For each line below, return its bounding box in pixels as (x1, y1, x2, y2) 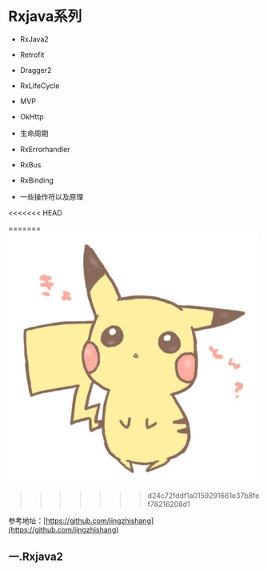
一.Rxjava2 (8, 550, 64, 564)
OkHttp (19, 111, 44, 121)
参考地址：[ (8, 516, 46, 525)
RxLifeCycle (19, 81, 60, 90)
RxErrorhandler (19, 144, 70, 154)
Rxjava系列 (8, 7, 82, 26)
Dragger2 (19, 65, 52, 74)
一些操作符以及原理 (19, 191, 84, 201)
